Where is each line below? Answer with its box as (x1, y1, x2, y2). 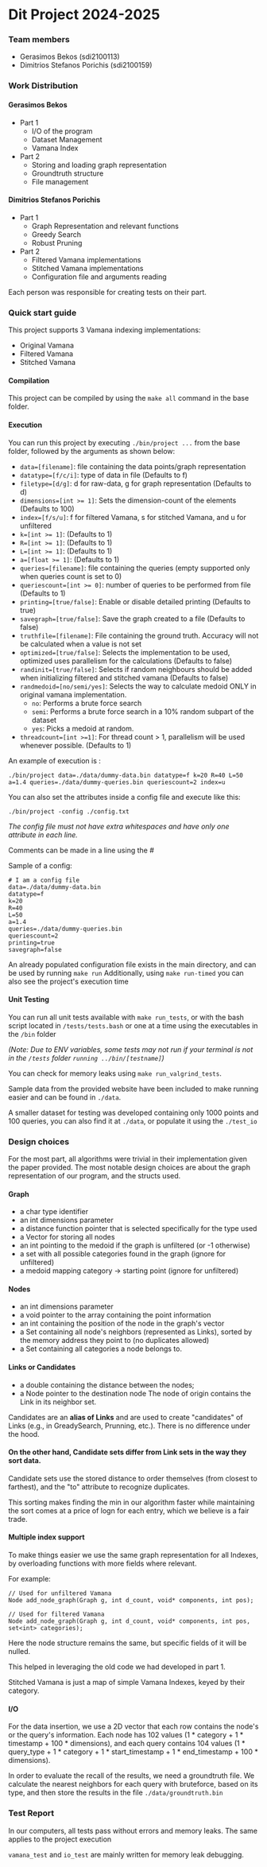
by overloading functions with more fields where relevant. (8, 1558, 197, 1568)
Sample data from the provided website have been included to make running (8, 1084, 259, 1093)
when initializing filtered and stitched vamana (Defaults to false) (19, 673, 229, 682)
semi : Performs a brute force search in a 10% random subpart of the (31, 706, 254, 716)
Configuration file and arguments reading (31, 272, 167, 281)
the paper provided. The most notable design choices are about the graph (8, 1163, 250, 1172)
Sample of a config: (8, 860, 73, 870)
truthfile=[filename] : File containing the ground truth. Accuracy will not (19, 631, 259, 640)
